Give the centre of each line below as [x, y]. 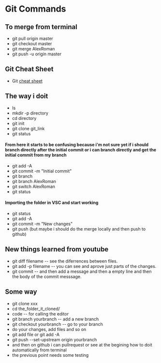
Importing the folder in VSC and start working [52, 203]
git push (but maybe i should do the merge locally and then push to [79, 229]
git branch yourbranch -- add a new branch [55, 319]
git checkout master [32, 44]
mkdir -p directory [30, 113]
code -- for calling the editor [40, 313]
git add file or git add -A [36, 334]
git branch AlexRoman [34, 181]
